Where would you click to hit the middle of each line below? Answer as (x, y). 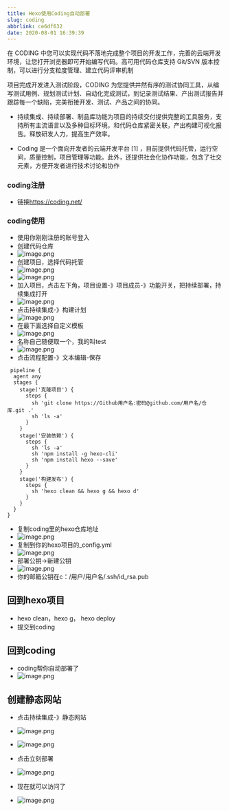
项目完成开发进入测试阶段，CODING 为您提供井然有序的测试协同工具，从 (110, 85)
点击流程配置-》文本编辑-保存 (59, 357)
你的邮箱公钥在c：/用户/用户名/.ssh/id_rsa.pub (83, 576)
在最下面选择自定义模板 (50, 325)
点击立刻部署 (35, 759)
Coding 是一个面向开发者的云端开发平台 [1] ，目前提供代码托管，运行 (114, 149)
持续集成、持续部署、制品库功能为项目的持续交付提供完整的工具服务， (116, 117)
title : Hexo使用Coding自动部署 (49, 13)
